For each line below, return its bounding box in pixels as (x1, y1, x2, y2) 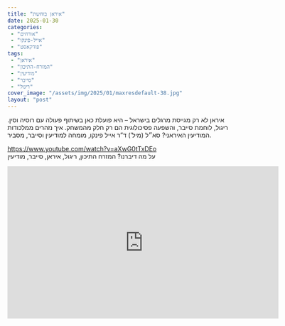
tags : (7, 50, 23, 58)
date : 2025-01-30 (7, 17, 59, 24)
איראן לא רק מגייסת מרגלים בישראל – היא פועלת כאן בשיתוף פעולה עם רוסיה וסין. (7, 116, 225, 124)
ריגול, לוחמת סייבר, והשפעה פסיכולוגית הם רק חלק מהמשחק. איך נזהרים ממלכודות (7, 124, 229, 131)
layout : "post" (7, 97, 53, 104)
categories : (7, 23, 43, 31)
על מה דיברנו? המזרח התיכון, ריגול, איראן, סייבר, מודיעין (7, 152, 156, 161)
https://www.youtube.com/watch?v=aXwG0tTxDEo (7, 145, 157, 153)
